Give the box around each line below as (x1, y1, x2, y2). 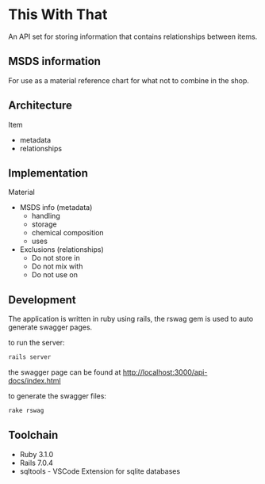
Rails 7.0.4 (19, 458, 54, 467)
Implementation (8, 166, 89, 180)
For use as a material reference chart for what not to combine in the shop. (8, 75, 250, 85)
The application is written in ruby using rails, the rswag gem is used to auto (8, 314, 254, 324)
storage (31, 219, 57, 229)
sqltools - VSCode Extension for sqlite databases (19, 466, 181, 476)
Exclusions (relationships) (19, 245, 105, 254)
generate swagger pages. (8, 322, 93, 332)
